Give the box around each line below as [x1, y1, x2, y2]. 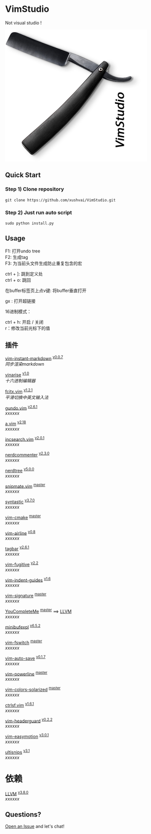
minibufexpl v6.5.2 [5, 623, 40, 630]
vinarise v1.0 [5, 371, 30, 377]
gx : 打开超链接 [5, 298, 36, 304]
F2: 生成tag [5, 254, 28, 260]
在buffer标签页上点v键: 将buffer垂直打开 [5, 288, 87, 293]
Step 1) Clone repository [5, 186, 64, 193]
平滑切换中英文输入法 [5, 394, 48, 400]
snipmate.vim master [5, 482, 45, 489]
